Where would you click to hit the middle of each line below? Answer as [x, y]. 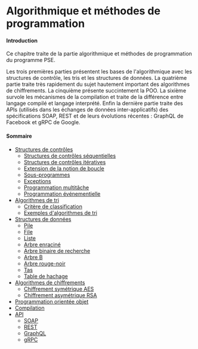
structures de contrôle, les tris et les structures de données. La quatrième [97, 78]
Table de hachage [46, 276]
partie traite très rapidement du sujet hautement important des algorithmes [98, 84]
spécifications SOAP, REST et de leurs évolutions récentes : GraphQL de [95, 116]
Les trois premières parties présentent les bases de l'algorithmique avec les [99, 72]
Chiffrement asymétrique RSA [60, 295]
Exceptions [38, 181]
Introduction [22, 41]
